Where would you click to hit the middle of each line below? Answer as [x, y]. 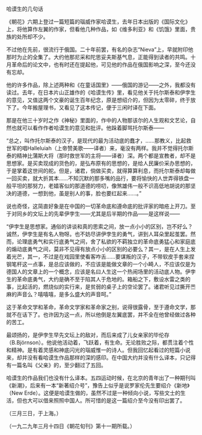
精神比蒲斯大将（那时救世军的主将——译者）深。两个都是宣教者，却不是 [106, 156]
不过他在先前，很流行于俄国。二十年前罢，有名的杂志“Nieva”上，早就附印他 [100, 49]
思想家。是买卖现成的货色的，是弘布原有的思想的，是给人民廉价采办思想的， [101, 163]
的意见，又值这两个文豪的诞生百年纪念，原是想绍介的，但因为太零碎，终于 [98, 100]
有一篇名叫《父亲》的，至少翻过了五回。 [56, 365]
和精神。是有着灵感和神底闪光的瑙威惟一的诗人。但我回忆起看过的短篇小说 [98, 350]
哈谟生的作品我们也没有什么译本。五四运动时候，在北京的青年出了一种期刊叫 [101, 378]
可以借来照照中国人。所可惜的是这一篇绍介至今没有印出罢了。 [109, 400]
